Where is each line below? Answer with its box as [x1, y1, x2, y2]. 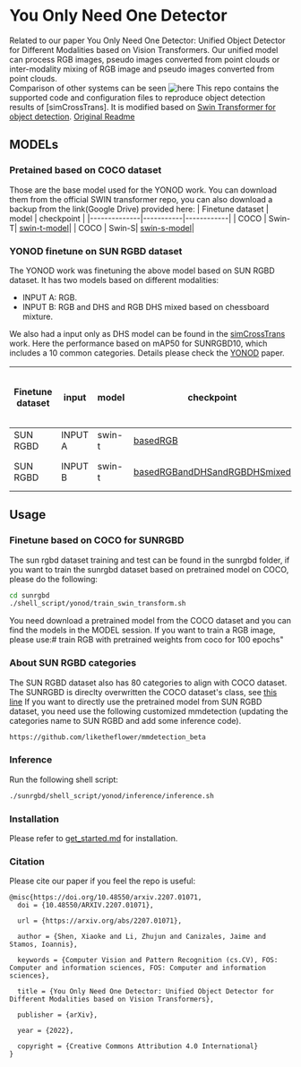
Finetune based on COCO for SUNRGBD [9, 534, 185, 546]
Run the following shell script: [9, 774, 119, 785]
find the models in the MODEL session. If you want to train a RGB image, [9, 624, 276, 636]
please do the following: [9, 573, 99, 584]
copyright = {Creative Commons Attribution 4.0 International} [17, 1042, 258, 1051]
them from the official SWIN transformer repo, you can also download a [9, 194, 273, 204]
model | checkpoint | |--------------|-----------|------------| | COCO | [9, 212, 267, 224]
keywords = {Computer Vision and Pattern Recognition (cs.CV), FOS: [17, 956, 279, 965]
